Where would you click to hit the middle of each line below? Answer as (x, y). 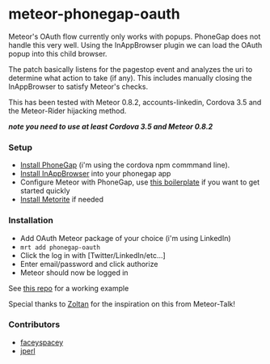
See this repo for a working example (69, 288)
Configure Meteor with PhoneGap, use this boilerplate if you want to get (140, 182)
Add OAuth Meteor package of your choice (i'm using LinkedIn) (126, 238)
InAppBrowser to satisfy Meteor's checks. (78, 87)
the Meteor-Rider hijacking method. (67, 111)
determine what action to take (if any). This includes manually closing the (130, 78)
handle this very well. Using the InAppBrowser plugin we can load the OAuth (135, 44)
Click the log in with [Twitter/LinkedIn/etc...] (93, 255)
